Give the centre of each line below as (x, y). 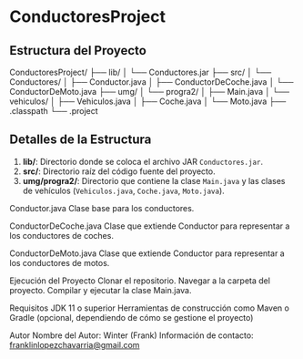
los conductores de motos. (60, 262)
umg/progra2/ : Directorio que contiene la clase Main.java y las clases (154, 180)
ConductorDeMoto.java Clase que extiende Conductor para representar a (147, 253)
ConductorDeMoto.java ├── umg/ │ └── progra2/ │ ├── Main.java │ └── (149, 92)
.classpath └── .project (54, 111)
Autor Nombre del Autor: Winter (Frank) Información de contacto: (131, 335)
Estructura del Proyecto (78, 51)
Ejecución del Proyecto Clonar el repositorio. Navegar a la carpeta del (140, 281)
